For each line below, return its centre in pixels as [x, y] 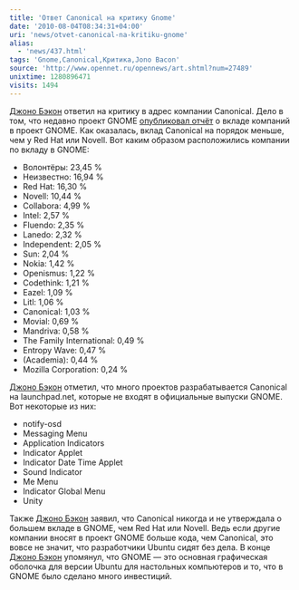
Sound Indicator [53, 471]
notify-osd [42, 423]
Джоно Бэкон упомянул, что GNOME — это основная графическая [139, 556]
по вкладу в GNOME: [49, 150]
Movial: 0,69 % [51, 321]
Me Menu [40, 481]
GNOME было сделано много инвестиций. [91, 575]
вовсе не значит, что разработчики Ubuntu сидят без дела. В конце [140, 547]
